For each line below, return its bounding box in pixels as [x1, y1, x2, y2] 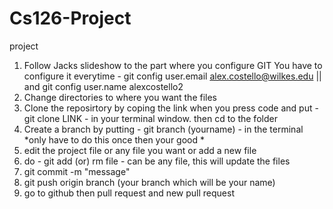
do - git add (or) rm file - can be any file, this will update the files [23, 155, 291, 167]
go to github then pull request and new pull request [23, 187, 236, 199]
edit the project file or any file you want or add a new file [23, 144, 257, 156]
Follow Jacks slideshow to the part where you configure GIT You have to [23, 59, 323, 71]
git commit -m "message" [23, 165, 131, 177]
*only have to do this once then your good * [23, 133, 205, 146]
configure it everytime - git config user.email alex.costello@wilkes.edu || [23, 70, 322, 82]
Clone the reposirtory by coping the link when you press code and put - [23, 102, 319, 114]
